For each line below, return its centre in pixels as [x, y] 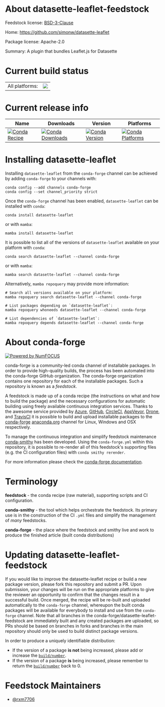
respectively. [18, 427]
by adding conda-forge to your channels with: [51, 178]
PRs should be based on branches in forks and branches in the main [74, 626]
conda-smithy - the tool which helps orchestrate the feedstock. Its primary [81, 510]
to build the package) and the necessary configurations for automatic [75, 401]
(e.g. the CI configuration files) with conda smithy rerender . [65, 452]
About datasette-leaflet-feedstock [77, 9]
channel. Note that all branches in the [55, 615]
